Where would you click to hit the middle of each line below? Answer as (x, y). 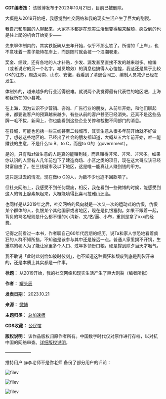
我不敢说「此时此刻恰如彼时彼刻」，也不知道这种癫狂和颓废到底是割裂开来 (80, 256)
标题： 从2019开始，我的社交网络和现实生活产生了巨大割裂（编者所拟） (78, 273)
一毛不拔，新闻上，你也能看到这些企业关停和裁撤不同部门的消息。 (76, 120)
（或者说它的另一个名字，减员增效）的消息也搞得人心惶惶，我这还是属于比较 (83, 68)
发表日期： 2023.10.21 (27, 294)
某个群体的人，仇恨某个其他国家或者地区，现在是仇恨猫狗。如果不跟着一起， (83, 210)
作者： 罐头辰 (19, 284)
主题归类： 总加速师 (25, 315)
